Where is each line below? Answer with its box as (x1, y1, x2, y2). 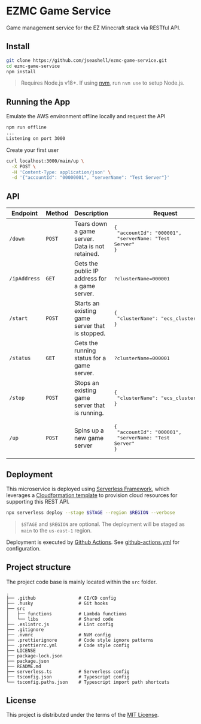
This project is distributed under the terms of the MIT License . (6, 711, 159, 719)
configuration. (6, 545, 41, 552)
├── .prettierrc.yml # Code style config (6, 642, 130, 648)
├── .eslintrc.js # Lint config (6, 621, 114, 627)
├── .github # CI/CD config (6, 595, 117, 601)
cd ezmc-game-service (6, 63, 60, 69)
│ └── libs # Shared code (6, 616, 114, 622)
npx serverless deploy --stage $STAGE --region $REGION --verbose (6, 509, 175, 516)
